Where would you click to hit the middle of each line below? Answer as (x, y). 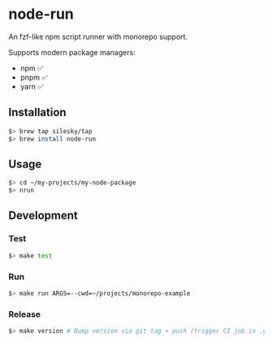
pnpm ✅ (34, 77)
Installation (37, 113)
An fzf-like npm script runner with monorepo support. (98, 37)
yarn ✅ (32, 86)
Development (43, 216)
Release (25, 314)
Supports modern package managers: (72, 52)
